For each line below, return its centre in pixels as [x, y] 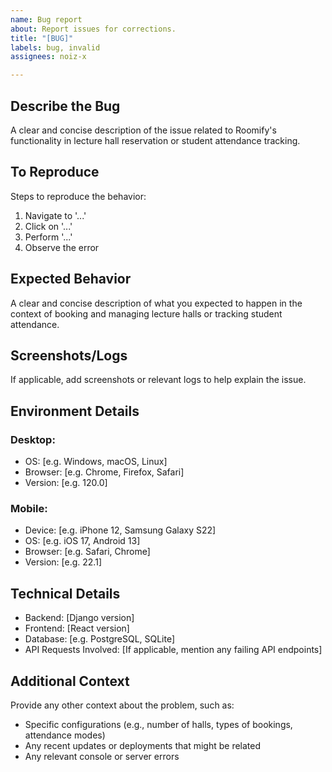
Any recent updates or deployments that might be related [143, 745]
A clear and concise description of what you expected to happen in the [156, 303]
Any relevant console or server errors [102, 756]
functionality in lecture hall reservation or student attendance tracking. [155, 140]
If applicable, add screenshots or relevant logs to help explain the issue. [158, 380]
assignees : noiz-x [48, 57]
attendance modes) [65, 735]
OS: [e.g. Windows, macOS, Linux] [96, 462]
